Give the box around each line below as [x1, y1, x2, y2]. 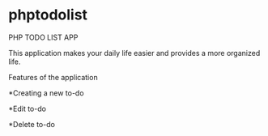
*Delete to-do [8, 119, 55, 129]
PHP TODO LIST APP [8, 32, 79, 42]
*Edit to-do [8, 104, 47, 113]
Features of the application [8, 72, 99, 82]
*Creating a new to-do [8, 87, 84, 98]
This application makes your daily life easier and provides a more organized [8, 48, 261, 57]
